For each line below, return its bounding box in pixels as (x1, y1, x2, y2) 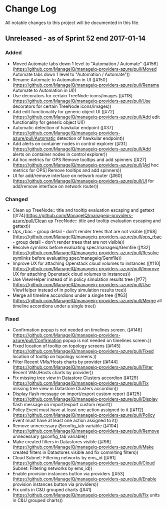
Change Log (5, 3, 56, 15)
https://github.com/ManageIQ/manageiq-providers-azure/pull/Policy (14, 412, 155, 418)
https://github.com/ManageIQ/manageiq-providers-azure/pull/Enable (14, 476, 156, 482)
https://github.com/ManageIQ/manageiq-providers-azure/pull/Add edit (14, 114, 160, 120)
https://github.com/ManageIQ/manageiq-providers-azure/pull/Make (14, 444, 154, 450)
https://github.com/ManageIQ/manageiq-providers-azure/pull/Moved (14, 66, 157, 72)
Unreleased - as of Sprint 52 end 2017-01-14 (5, 34, 146, 43)
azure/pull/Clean (12, 218, 47, 224)
